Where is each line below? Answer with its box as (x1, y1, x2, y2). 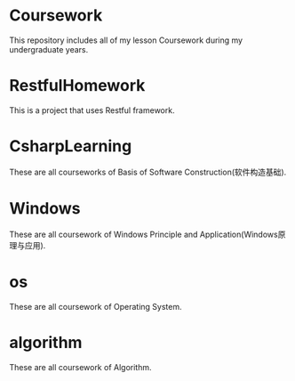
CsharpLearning (9, 136, 132, 157)
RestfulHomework (9, 76, 146, 96)
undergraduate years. (9, 44, 89, 54)
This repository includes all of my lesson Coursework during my (9, 35, 243, 45)
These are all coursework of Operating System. (9, 301, 182, 312)
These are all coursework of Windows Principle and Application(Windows (9, 229, 278, 239)
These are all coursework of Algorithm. (9, 361, 152, 372)
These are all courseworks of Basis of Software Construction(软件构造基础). (9, 166, 287, 177)
